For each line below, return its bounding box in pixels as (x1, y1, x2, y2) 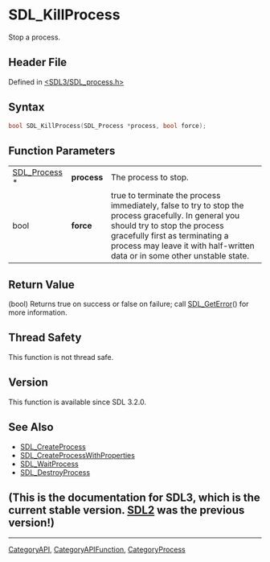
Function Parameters (8, 143, 116, 158)
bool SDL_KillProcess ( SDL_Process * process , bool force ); (8, 122, 207, 130)
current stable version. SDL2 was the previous (8, 503, 245, 517)
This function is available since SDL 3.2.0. (8, 397, 147, 407)
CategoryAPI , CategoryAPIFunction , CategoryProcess (8, 545, 186, 555)
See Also (8, 420, 54, 434)
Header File (8, 56, 67, 69)
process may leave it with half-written (111, 240, 255, 251)
